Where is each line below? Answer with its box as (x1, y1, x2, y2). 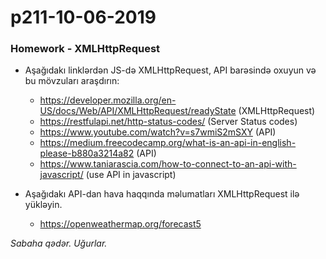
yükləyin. (24, 199, 63, 211)
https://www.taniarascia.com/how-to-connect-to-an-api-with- (39, 158, 297, 170)
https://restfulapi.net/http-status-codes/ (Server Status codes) (39, 116, 298, 128)
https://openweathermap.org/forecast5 (39, 218, 202, 230)
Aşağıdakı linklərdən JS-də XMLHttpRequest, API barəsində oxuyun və (24, 64, 317, 76)
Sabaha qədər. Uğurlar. (10, 237, 108, 250)
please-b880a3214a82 (39, 147, 135, 160)
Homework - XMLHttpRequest (10, 42, 161, 56)
